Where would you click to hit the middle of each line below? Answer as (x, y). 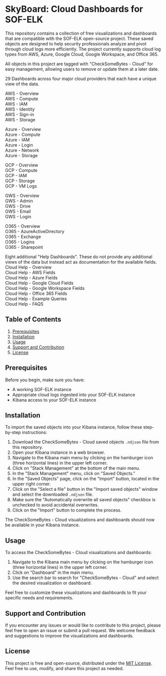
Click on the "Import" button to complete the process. (67, 510)
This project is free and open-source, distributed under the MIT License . (79, 663)
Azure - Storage (21, 155)
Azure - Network (22, 150)
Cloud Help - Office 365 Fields (36, 293)
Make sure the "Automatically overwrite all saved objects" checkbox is (84, 500)
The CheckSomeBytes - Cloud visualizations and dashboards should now (80, 520)
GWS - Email (18, 211)
